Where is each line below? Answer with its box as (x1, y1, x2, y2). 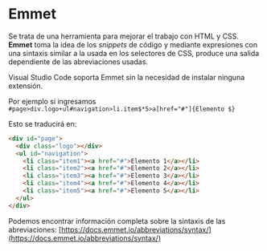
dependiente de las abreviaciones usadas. (8, 57, 149, 67)
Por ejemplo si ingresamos (8, 96, 97, 106)
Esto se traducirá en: (8, 119, 77, 128)
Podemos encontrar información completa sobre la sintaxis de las (8, 216, 226, 225)
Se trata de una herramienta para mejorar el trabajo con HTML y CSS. (8, 31, 240, 41)
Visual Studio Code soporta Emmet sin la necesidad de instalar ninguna (8, 72, 245, 82)
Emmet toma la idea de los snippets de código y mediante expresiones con (8, 39, 258, 49)
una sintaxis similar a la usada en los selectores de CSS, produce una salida (8, 48, 260, 58)
